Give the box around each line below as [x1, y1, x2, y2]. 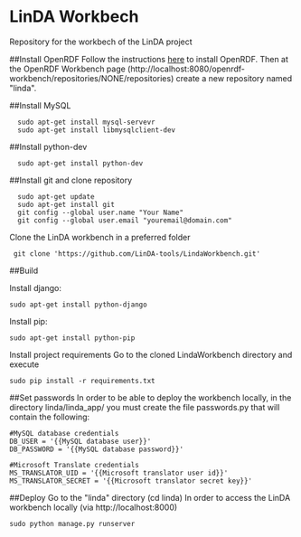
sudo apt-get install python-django [9, 300, 147, 309]
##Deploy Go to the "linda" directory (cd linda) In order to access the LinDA [9, 492, 291, 503]
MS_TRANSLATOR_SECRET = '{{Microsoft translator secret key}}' [9, 476, 253, 485]
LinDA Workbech [9, 6, 139, 27]
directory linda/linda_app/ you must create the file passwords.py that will [9, 401, 280, 412]
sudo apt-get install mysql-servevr [17, 118, 155, 127]
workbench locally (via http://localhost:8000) [9, 502, 178, 513]
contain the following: [9, 411, 90, 422]
